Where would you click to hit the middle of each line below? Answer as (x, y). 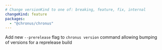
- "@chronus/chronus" (32, 23)
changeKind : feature (26, 14)
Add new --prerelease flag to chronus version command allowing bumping (81, 37)
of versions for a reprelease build (39, 43)
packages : (15, 19)
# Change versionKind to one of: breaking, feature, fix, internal (76, 10)
